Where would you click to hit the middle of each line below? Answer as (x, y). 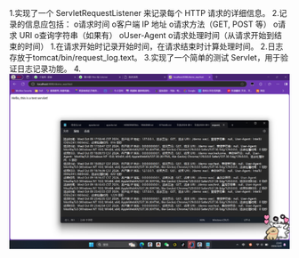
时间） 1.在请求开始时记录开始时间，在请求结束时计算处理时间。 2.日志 (154, 46)
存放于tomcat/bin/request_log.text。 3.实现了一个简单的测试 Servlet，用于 (145, 57)
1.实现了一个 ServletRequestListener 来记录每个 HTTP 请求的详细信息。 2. (145, 13)
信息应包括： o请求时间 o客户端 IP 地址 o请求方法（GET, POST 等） (148, 24)
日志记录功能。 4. (49, 69)
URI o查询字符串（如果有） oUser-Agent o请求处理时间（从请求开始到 (147, 35)
